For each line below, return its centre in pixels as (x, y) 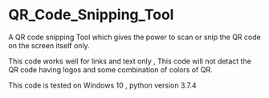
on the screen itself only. (49, 45)
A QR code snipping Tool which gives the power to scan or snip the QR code (134, 37)
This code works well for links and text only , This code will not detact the (130, 61)
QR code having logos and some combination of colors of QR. (110, 69)
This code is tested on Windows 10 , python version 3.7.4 (102, 85)
